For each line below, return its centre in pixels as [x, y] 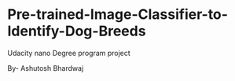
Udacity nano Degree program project [69, 53]
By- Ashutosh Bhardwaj [46, 68]
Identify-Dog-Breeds [77, 31]
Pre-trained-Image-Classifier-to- [118, 15]
